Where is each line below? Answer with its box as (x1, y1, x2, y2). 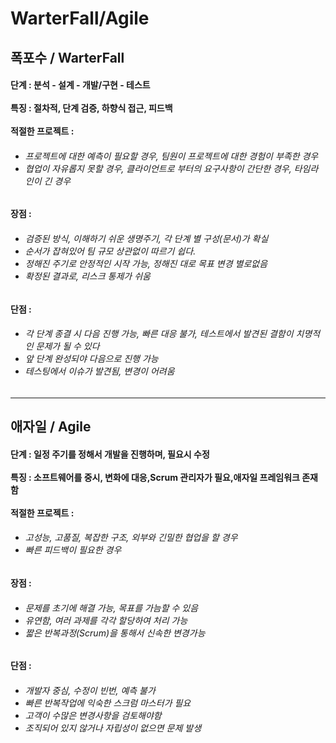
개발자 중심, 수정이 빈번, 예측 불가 (24, 684, 156, 696)
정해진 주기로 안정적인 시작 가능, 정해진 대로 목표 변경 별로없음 (24, 257, 268, 269)
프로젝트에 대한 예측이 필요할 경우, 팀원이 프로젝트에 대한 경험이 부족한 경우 (24, 150, 319, 162)
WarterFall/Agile (10, 7, 150, 30)
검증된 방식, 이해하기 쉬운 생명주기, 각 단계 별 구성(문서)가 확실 (24, 232, 269, 244)
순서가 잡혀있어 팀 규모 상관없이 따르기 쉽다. (24, 245, 197, 257)
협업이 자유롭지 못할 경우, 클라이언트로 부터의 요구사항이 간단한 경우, (24, 162, 292, 174)
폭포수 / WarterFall (10, 49, 125, 66)
